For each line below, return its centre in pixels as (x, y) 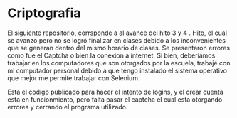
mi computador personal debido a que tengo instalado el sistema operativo (117, 70)
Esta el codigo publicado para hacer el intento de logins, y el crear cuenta (116, 92)
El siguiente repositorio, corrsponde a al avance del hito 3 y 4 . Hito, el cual (117, 33)
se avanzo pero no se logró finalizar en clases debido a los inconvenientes (117, 40)
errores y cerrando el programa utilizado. (68, 107)
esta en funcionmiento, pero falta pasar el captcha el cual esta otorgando (115, 99)
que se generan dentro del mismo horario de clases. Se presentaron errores (118, 48)
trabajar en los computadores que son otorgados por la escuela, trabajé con (119, 63)
